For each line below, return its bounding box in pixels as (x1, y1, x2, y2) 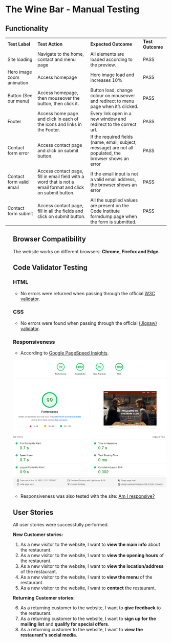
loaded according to (90, 56, 133, 62)
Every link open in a (90, 110, 132, 116)
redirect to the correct (90, 121, 137, 127)
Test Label (7, 41, 31, 47)
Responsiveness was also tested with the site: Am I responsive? (20, 493, 155, 499)
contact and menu (37, 56, 76, 62)
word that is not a (37, 179, 74, 185)
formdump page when (90, 213, 137, 219)
